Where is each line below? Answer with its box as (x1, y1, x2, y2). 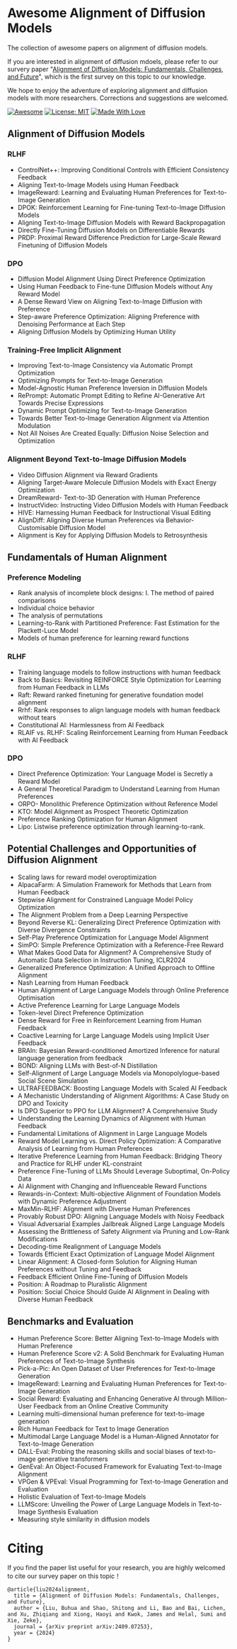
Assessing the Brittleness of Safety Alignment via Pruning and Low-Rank (17, 1227, 230, 1235)
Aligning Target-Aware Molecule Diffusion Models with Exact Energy (17, 478, 217, 487)
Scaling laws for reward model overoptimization (17, 873, 157, 881)
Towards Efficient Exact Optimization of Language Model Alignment (17, 1250, 215, 1258)
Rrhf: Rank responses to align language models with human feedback (17, 705, 221, 714)
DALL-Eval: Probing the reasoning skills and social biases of (17, 1447, 192, 1456)
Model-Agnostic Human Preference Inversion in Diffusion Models (17, 384, 208, 392)
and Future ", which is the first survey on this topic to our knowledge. (7, 72, 207, 81)
